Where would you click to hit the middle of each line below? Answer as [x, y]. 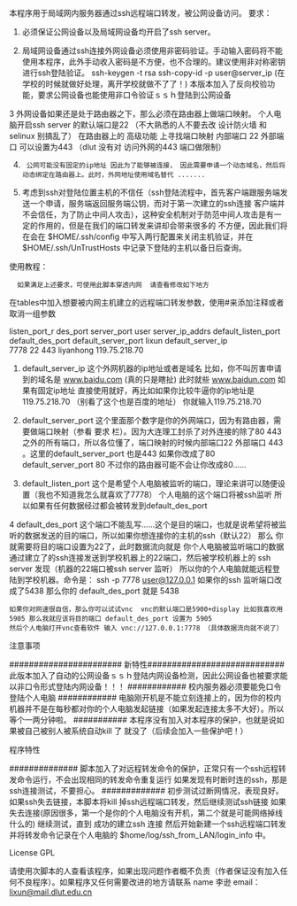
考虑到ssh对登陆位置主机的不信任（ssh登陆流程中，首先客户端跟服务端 [151, 192]
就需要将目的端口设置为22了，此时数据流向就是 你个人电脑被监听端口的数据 [147, 546]
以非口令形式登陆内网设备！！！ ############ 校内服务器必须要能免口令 [145, 686]
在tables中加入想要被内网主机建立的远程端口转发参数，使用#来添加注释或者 [147, 302]
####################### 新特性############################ [147, 664]
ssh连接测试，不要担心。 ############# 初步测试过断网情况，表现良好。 [147, 790]
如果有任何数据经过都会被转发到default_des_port [118, 506]
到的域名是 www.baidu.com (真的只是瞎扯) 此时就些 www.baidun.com [148, 379]
